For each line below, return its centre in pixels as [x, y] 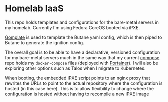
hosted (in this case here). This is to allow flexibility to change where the [79, 88]
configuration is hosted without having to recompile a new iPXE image [77, 94]
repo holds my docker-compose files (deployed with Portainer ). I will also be [82, 63]
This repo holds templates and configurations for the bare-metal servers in [82, 22]
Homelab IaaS [34, 9]
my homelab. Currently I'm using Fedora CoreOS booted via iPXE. [73, 27]
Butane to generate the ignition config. [45, 42]
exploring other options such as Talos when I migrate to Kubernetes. [75, 68]
